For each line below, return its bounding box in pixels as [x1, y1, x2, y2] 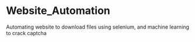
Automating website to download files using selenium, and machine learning [6, 23, 190, 30]
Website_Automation [6, 4, 110, 17]
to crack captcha [6, 29, 47, 36]
